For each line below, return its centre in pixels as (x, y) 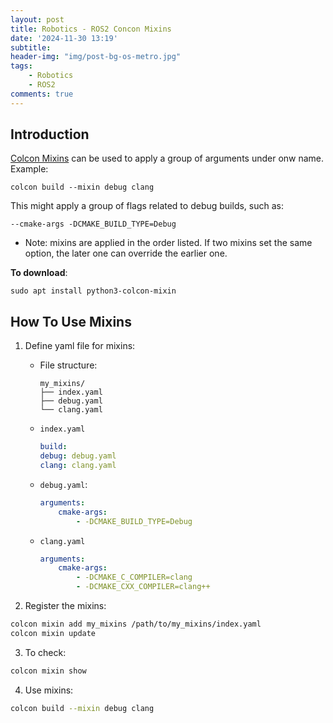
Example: (29, 169)
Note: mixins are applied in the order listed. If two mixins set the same (168, 243)
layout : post (37, 19)
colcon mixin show (48, 671)
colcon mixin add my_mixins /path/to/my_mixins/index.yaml (136, 624)
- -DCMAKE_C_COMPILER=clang (134, 577)
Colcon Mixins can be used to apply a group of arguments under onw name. (167, 158)
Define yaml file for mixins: (80, 346)
